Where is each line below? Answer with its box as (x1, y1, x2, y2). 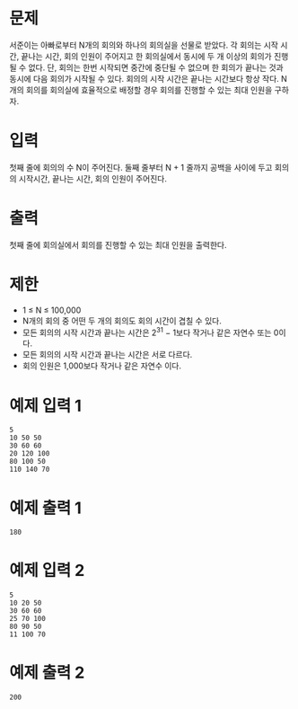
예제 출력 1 (9, 498, 83, 518)
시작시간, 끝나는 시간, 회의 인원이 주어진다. (18, 173, 168, 184)
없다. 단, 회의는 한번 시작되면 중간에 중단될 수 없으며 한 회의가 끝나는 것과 (28, 62, 285, 73)
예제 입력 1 (9, 395, 83, 416)
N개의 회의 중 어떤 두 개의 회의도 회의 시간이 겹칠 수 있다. (22, 315, 222, 326)
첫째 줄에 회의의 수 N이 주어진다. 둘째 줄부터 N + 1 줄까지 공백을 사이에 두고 (9, 162, 273, 173)
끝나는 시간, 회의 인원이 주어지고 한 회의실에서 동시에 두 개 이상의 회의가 (21, 50, 272, 61)
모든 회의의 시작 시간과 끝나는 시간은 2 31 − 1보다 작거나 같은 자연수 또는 (22, 325, 272, 338)
